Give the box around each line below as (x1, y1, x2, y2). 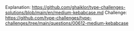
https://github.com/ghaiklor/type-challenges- (32, 4, 125, 10)
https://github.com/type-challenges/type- (5, 15, 92, 20)
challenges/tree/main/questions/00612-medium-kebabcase (5, 20, 129, 26)
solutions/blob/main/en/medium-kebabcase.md (5, 9, 104, 15)
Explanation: (5, 4, 31, 10)
